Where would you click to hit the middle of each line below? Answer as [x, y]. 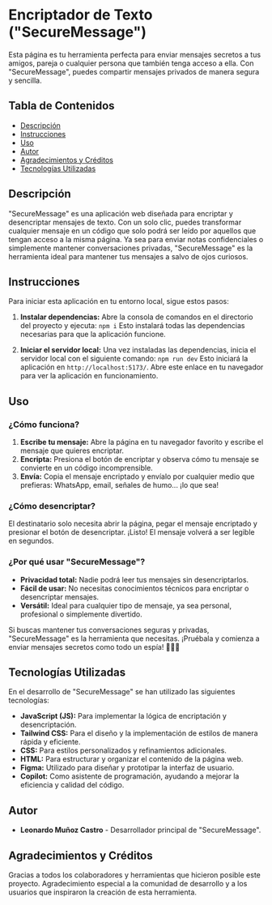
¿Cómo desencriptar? [52, 506]
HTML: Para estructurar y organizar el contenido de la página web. [132, 759]
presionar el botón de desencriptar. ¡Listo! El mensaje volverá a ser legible [132, 532]
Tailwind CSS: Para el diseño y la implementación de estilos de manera [139, 733]
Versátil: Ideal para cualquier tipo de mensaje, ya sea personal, [126, 605]
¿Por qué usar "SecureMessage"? [77, 562]
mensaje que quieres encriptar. [72, 450]
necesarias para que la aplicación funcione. [93, 335]
